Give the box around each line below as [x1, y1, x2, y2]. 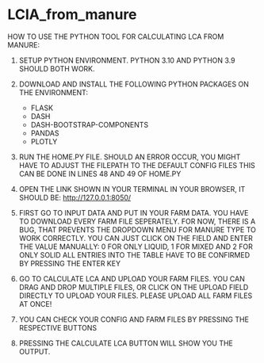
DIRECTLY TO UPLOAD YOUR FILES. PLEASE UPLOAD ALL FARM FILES [18, 291, 253, 300]
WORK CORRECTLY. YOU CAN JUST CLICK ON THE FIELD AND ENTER [18, 233, 253, 243]
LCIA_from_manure [7, 6, 137, 24]
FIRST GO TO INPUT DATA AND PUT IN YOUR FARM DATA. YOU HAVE [18, 208, 249, 217]
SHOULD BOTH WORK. [18, 63, 96, 73]
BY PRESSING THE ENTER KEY [18, 258, 121, 268]
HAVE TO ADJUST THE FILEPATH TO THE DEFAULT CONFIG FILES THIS [18, 160, 255, 170]
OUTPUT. [18, 346, 51, 356]
